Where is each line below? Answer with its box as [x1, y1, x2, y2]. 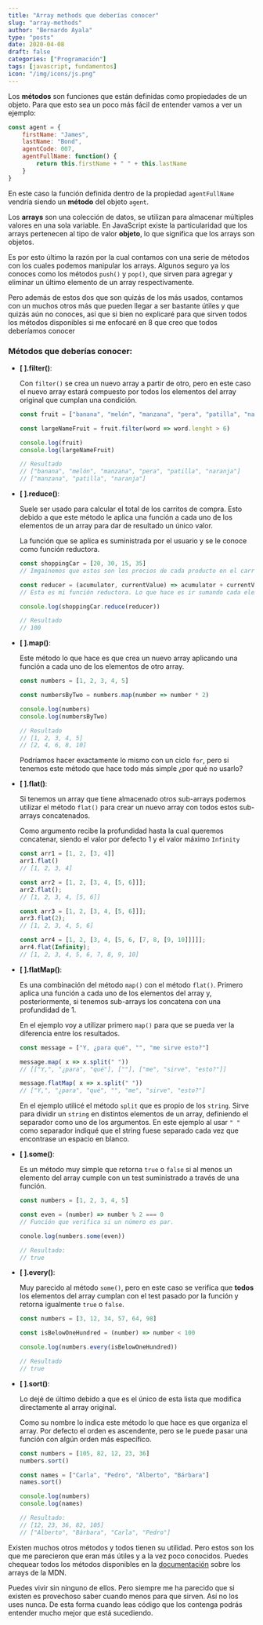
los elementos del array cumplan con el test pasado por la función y [19, 1291, 239, 1301]
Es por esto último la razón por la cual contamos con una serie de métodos [8, 252, 250, 261]
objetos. [8, 237, 34, 246]
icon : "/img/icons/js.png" [8, 70, 96, 78]
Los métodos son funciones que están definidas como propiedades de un [8, 91, 247, 100]
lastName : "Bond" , [22, 138, 82, 146]
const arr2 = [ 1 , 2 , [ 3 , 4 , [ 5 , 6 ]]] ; [19, 878, 146, 886]
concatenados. [41, 811, 91, 820]
